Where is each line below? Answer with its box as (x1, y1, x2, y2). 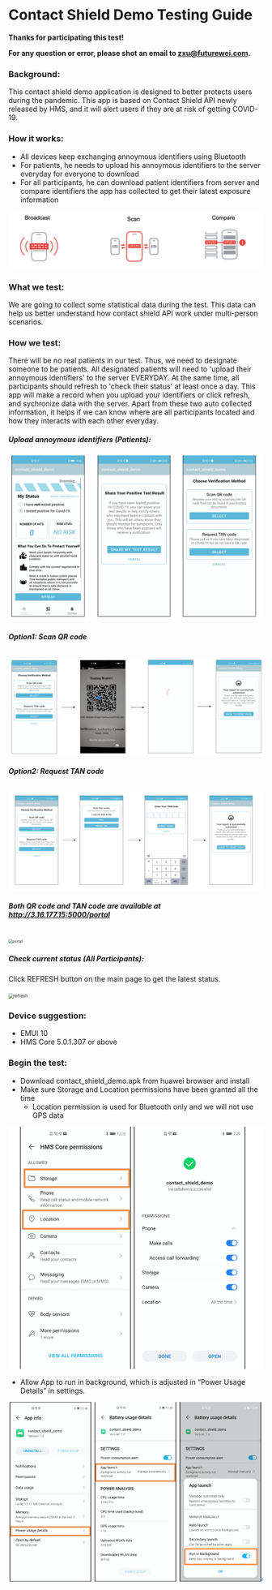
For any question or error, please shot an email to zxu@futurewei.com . (8, 48, 251, 58)
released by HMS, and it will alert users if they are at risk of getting (8, 104, 231, 114)
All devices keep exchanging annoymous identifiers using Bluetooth (19, 152, 247, 161)
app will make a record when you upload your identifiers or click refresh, (8, 390, 250, 400)
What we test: (8, 281, 65, 293)
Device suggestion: (8, 1010, 87, 1021)
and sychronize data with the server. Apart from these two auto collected (8, 399, 253, 409)
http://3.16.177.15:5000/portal (8, 910, 111, 920)
